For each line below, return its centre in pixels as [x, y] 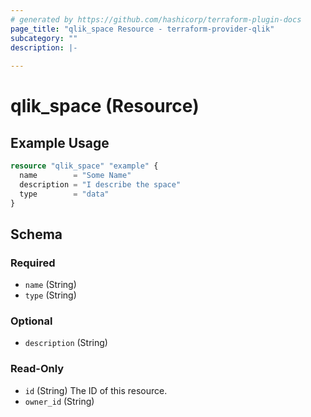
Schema [36, 234]
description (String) [66, 343]
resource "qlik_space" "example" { [84, 166]
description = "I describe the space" [100, 184]
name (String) [50, 285]
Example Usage [60, 142]
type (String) [50, 295]
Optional [31, 321]
